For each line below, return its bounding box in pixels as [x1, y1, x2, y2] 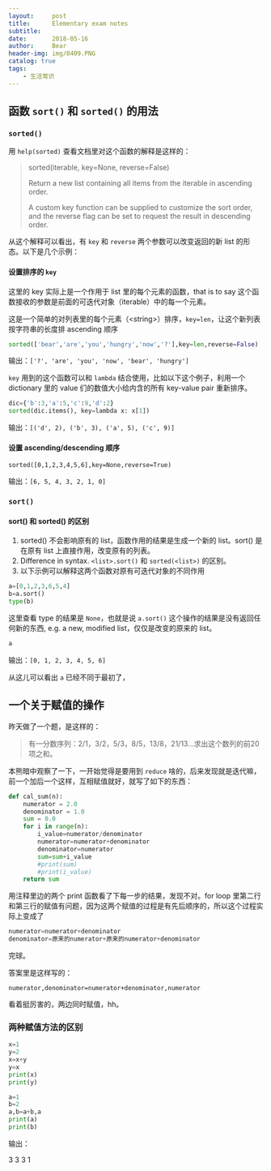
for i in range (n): [23, 822, 89, 831]
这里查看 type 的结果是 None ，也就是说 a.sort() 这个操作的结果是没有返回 [8, 613, 255, 623]
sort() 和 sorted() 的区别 [8, 516, 90, 525]
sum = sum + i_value [37, 852, 92, 860]
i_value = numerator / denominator [37, 830, 143, 839]
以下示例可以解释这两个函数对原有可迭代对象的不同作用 [19, 566, 205, 576]
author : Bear [8, 42, 67, 50]
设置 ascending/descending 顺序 [8, 443, 120, 453]
